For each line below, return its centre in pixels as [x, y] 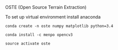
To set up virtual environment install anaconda [53, 17]
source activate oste [28, 43]
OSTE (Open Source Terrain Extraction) [46, 7]
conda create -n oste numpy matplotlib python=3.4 [59, 26]
